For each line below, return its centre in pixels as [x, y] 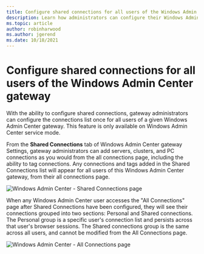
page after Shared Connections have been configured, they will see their [97, 206]
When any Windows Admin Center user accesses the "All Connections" [96, 200]
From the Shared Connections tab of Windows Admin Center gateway [94, 144]
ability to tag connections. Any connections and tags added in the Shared [98, 164]
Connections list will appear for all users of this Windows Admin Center [95, 170]
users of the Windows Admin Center [100, 83]
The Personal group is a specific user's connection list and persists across [99, 219]
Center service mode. [33, 132]
